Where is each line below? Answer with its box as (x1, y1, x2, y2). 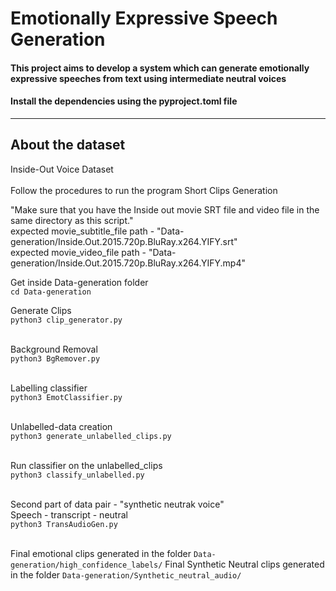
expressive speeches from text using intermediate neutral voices (10, 72, 287, 84)
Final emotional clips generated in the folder (10, 547, 192, 559)
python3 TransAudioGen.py (10, 519, 118, 529)
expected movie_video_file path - (10, 246, 147, 258)
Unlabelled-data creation (10, 420, 113, 432)
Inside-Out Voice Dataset (10, 163, 114, 175)
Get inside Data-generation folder (10, 276, 149, 288)
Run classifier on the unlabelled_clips (10, 459, 163, 471)
